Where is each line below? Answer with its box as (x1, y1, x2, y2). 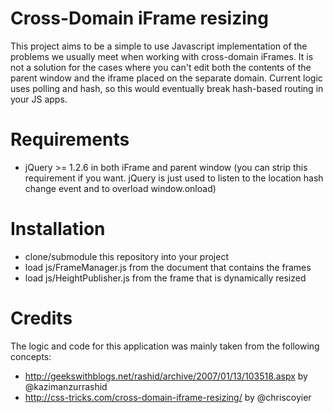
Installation (10, 218, 106, 241)
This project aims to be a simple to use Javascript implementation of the (10, 40, 308, 52)
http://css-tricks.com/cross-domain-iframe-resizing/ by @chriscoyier (24, 391, 312, 403)
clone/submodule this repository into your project (24, 250, 230, 262)
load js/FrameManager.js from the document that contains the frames (24, 261, 312, 273)
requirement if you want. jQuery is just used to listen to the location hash (24, 172, 324, 184)
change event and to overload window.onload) (24, 182, 217, 194)
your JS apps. (10, 93, 68, 105)
